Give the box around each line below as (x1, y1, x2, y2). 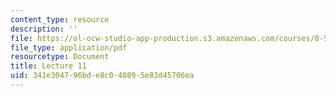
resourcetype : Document (10, 52, 110, 62)
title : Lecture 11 (10, 61, 87, 71)
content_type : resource (10, 14, 110, 25)
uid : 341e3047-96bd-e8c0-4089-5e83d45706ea (10, 71, 195, 81)
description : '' (10, 24, 78, 34)
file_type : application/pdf (10, 42, 128, 53)
